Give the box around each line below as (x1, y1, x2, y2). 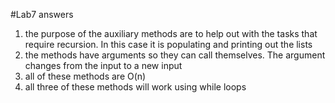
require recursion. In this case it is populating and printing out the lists (24, 39, 313, 50)
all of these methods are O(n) (24, 70, 147, 82)
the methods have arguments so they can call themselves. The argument (24, 49, 326, 61)
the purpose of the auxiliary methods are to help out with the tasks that (24, 28, 318, 39)
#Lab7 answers (10, 9, 74, 20)
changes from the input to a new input (24, 60, 183, 71)
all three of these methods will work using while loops (24, 81, 247, 93)
